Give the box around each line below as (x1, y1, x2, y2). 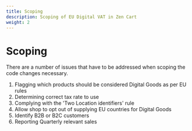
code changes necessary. (6, 70, 68, 77)
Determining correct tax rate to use (14, 94, 99, 101)
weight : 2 (6, 19, 30, 25)
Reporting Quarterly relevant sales (14, 118, 97, 125)
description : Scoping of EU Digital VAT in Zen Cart (6, 14, 137, 20)
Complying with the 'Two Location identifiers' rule (14, 100, 135, 107)
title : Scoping (6, 8, 43, 15)
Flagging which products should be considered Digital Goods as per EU (14, 81, 187, 88)
